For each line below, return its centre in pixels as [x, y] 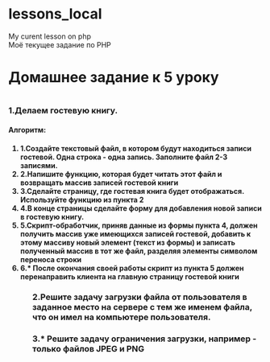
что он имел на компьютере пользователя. [121, 317]
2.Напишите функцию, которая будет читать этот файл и [121, 174]
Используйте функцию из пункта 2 [82, 200]
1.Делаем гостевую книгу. [63, 111]
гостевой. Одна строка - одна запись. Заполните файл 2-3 [124, 157]
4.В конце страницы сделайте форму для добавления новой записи [141, 208]
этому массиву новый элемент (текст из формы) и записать [127, 242]
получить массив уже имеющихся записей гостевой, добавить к [135, 233]
